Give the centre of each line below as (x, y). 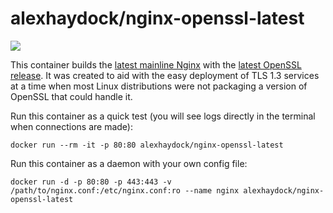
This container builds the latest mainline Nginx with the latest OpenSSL (156, 64)
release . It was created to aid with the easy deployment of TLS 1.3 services (165, 75)
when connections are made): (72, 126)
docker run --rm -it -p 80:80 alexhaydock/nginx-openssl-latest (147, 145)
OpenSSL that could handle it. (71, 96)
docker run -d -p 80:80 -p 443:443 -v (91, 182)
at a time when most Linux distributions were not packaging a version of (159, 86)
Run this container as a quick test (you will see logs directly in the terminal (163, 116)
